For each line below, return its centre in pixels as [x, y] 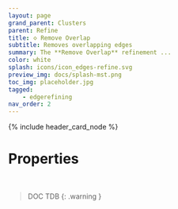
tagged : [21, 89]
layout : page [30, 15]
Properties [44, 159]
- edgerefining [47, 97]
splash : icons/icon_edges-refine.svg [70, 68]
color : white [30, 60]
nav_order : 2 [30, 104]
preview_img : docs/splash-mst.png [65, 75]
